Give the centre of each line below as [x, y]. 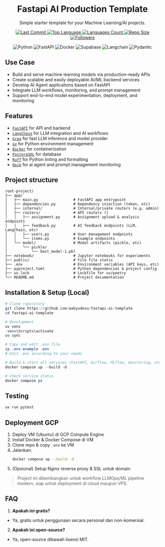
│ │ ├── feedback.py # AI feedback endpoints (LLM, [71, 226]
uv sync [13, 336]
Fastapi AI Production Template [82, 9]
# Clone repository [25, 304]
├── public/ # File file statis [59, 260]
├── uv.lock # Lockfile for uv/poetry [66, 273]
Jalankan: [22, 450]
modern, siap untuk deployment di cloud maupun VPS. [72, 483]
